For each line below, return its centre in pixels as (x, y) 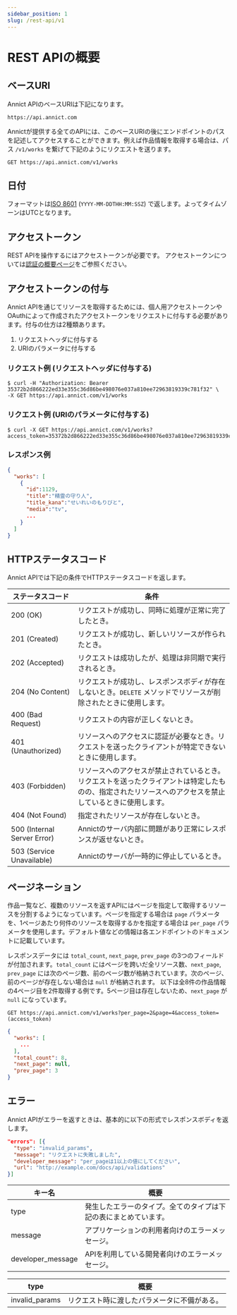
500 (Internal (33, 829)
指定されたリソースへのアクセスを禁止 (162, 792)
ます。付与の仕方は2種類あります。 (58, 324)
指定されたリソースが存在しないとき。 (141, 816)
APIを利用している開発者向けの (136, 1254)
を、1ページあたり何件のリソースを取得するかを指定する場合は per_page (111, 923)
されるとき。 (98, 668)
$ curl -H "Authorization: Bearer (58, 384)
